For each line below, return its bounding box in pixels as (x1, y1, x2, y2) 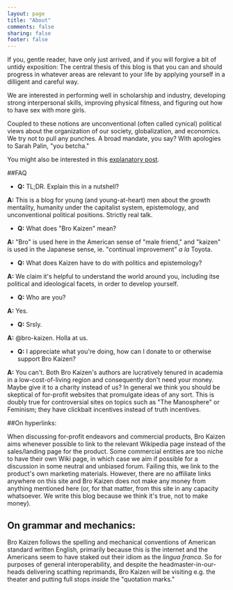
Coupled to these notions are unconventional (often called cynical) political (7, 119, 222, 128)
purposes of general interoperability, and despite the (7, 560, 159, 568)
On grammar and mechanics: (7, 519, 136, 531)
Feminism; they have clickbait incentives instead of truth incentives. (7, 406, 202, 414)
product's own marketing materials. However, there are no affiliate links (7, 469, 211, 478)
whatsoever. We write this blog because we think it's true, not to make (7, 492, 209, 500)
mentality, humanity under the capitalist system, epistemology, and (7, 203, 200, 212)
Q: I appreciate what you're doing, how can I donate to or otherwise (17, 347, 211, 356)
